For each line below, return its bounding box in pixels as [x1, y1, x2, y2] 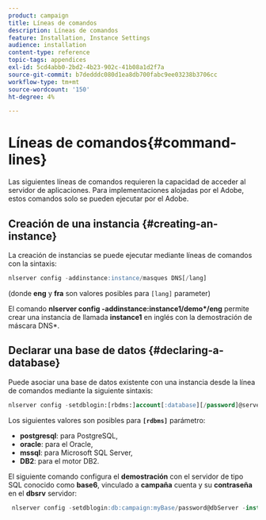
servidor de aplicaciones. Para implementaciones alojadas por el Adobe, [8, 186, 245, 195]
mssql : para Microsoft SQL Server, [19, 448, 133, 457]
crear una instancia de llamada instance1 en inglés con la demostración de [8, 312, 253, 322]
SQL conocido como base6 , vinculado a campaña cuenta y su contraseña [8, 480, 253, 489]
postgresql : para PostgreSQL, [19, 430, 119, 441]
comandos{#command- [76, 134, 237, 152]
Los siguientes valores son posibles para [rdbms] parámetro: [8, 415, 206, 425]
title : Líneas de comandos [8, 19, 97, 27]
